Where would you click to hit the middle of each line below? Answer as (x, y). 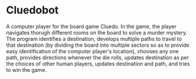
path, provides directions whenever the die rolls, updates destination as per (98, 57)
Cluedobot (32, 10)
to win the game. (26, 70)
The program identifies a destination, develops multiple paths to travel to (94, 39)
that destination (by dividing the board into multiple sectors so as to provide (98, 45)
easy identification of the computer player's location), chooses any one (92, 51)
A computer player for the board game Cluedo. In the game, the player (91, 26)
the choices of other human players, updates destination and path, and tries (98, 63)
